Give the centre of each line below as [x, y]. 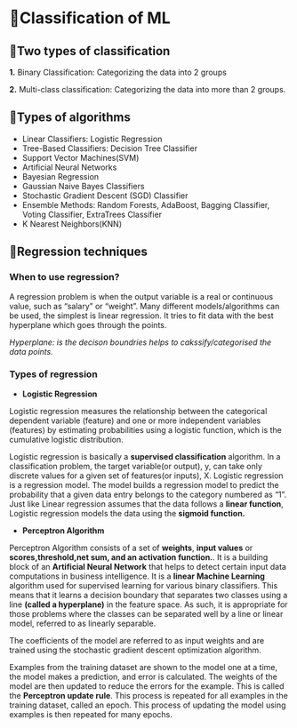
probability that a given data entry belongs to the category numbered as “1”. [148, 494]
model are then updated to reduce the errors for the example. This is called [147, 686]
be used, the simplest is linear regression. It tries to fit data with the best [141, 316]
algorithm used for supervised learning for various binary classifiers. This [144, 585]
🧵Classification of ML [90, 18]
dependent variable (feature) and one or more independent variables [135, 420]
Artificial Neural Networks [69, 167]
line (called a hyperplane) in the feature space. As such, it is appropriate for [148, 604]
